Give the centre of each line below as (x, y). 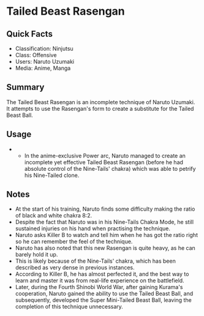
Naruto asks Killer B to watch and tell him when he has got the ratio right (106, 235)
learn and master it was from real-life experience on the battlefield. (100, 280)
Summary (25, 87)
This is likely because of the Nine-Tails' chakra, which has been (95, 261)
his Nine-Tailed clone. (52, 175)
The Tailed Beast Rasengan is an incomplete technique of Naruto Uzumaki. (101, 102)
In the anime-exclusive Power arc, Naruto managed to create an (105, 156)
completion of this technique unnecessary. (69, 307)
